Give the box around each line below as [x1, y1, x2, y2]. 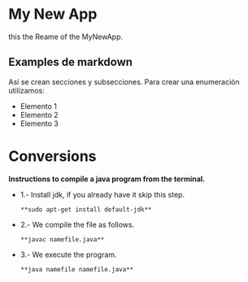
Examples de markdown [8, 55, 133, 69]
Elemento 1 [20, 101, 57, 111]
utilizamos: [8, 85, 45, 95]
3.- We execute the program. [20, 249, 117, 259]
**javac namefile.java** [20, 235, 105, 244]
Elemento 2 [20, 110, 59, 119]
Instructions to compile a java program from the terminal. [8, 174, 206, 184]
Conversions [8, 147, 97, 165]
